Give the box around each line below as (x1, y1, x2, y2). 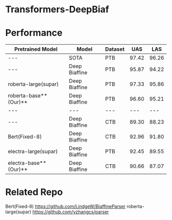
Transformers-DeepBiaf (5, 4, 109, 15)
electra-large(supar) (8, 148, 58, 155)
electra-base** (8, 159, 47, 167)
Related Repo (5, 186, 63, 198)
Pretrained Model (14, 46, 58, 53)
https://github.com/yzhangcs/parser (32, 209, 109, 215)
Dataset (104, 46, 125, 53)
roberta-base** (8, 92, 48, 99)
